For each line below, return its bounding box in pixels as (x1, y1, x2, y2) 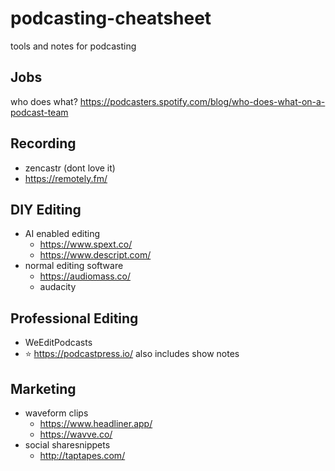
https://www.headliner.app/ (39, 418, 153, 429)
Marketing (10, 380, 77, 397)
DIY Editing (10, 201, 82, 218)
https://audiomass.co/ (39, 270, 131, 282)
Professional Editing (10, 310, 139, 327)
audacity (39, 281, 77, 293)
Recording (10, 135, 77, 152)
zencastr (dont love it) (24, 162, 116, 174)
